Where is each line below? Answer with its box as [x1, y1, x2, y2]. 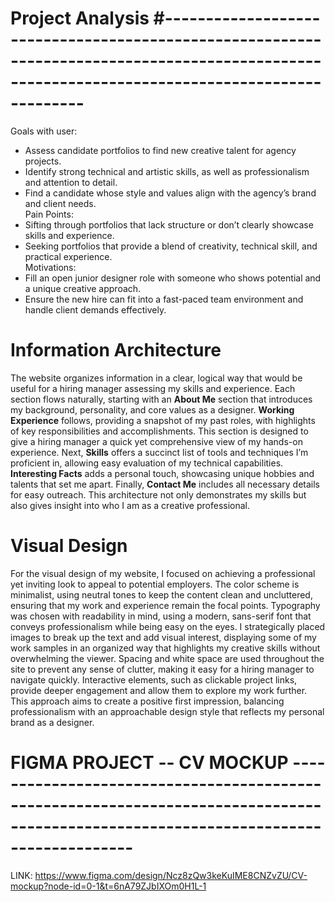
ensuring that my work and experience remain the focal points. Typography [10, 599, 321, 611]
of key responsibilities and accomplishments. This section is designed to [10, 425, 309, 437]
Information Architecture [10, 339, 222, 362]
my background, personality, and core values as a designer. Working [10, 403, 295, 416]
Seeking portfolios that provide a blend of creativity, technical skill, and [24, 240, 318, 252]
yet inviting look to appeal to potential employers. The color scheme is [10, 578, 300, 590]
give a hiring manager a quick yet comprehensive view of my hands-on [10, 435, 303, 447]
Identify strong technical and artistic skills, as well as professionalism [24, 165, 310, 177]
